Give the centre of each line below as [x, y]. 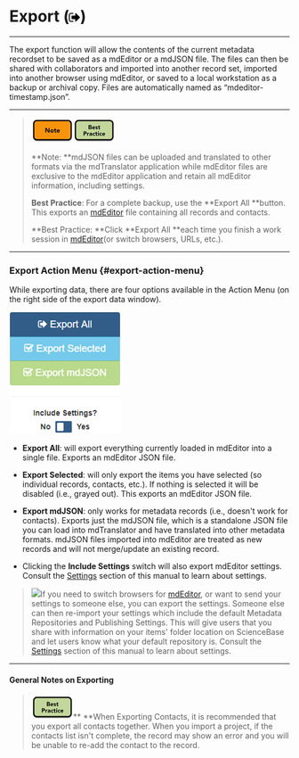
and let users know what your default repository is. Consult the [146, 642]
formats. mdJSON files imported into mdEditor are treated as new [142, 540]
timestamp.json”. [40, 96]
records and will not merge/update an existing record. [121, 549]
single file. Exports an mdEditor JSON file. [99, 457]
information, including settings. [88, 185]
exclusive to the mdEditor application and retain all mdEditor [141, 176]
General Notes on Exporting [61, 680]
